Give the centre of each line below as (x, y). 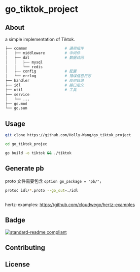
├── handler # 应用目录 (45, 81)
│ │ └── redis (24, 67)
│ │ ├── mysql (24, 62)
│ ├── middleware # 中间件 (43, 53)
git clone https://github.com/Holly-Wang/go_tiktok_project (68, 135)
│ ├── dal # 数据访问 (45, 57)
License (17, 264)
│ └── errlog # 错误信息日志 (48, 76)
